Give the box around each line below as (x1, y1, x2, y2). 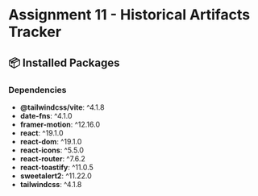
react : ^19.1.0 (19, 127, 64, 138)
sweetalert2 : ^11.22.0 (19, 171, 92, 181)
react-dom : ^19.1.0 (19, 136, 82, 146)
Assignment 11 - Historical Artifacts (8, 6, 251, 24)
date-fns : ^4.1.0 (19, 111, 73, 120)
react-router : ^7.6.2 (19, 153, 86, 163)
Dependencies (8, 84, 67, 95)
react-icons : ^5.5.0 (19, 145, 85, 155)
